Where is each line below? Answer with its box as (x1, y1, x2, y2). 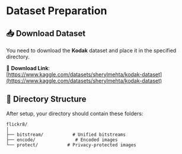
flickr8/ (6, 121, 28, 127)
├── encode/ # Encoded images (6, 137, 118, 143)
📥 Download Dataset (6, 28, 86, 38)
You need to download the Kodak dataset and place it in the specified (6, 47, 177, 54)
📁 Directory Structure (6, 94, 87, 104)
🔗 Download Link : (6, 65, 50, 71)
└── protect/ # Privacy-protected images (6, 142, 136, 148)
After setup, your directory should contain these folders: (6, 110, 143, 117)
